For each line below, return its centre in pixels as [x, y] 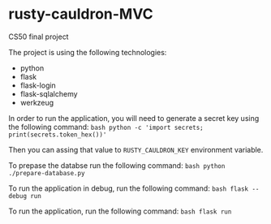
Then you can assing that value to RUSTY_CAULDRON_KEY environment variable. [136, 149]
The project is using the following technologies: [88, 52]
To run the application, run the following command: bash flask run [120, 211]
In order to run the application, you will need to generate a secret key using [134, 118]
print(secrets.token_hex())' [58, 135]
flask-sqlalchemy [49, 93]
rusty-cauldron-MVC [81, 14]
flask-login [38, 85]
